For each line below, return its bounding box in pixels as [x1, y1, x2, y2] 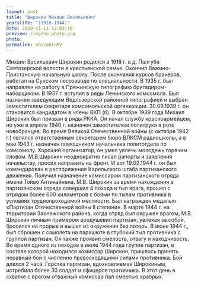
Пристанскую [6, 71, 41, 78]
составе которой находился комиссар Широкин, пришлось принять [6, 247, 179, 254]
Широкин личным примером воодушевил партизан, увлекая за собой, [6, 216, 186, 223]
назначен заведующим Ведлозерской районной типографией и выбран [6, 96, 188, 103]
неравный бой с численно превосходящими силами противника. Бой [6, 254, 183, 261]
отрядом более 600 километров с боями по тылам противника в [6, 191, 171, 198]
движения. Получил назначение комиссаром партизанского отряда [6, 172, 179, 179]
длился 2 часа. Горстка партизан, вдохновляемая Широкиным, [6, 260, 167, 268]
